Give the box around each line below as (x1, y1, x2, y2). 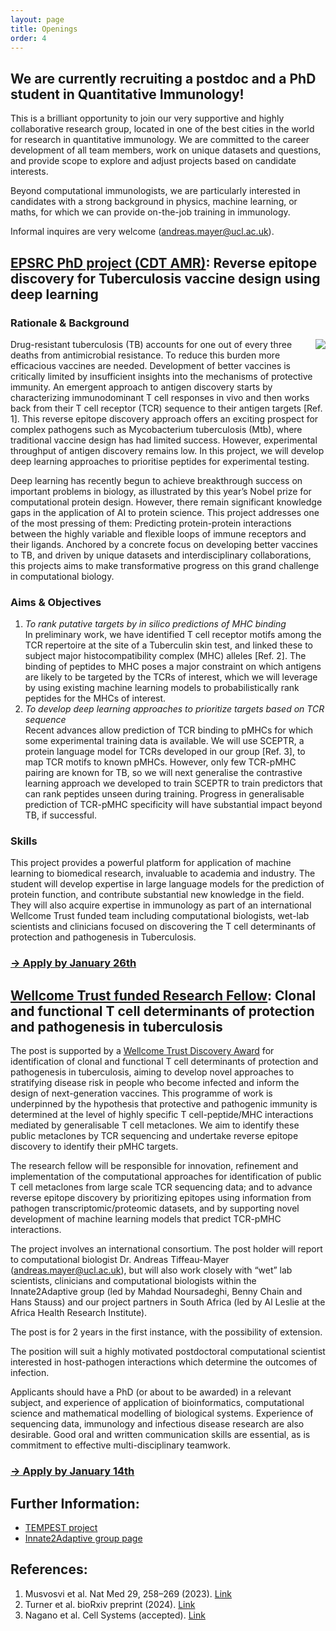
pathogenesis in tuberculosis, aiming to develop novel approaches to (10, 1066, 295, 1078)
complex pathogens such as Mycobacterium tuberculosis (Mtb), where (10, 423, 303, 435)
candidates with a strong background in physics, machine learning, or (10, 196, 298, 208)
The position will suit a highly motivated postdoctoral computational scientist (10, 1346, 326, 1358)
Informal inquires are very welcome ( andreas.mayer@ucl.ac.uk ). (10, 226, 275, 238)
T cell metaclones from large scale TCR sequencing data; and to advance (10, 1181, 313, 1193)
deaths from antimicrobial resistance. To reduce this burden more (10, 349, 281, 361)
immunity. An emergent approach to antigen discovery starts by (10, 381, 273, 393)
